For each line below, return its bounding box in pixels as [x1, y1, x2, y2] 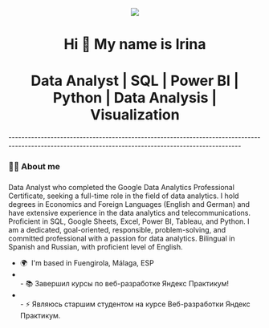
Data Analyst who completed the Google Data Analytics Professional [8, 182, 235, 192]
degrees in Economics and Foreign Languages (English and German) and [8, 199, 251, 209]
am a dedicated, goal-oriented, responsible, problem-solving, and [8, 225, 226, 234]
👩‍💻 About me [8, 161, 60, 172]
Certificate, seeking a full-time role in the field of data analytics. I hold [8, 191, 239, 200]
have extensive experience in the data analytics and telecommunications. [8, 208, 251, 217]
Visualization [90, 106, 180, 124]
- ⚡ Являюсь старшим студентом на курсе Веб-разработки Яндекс [19, 299, 251, 309]
